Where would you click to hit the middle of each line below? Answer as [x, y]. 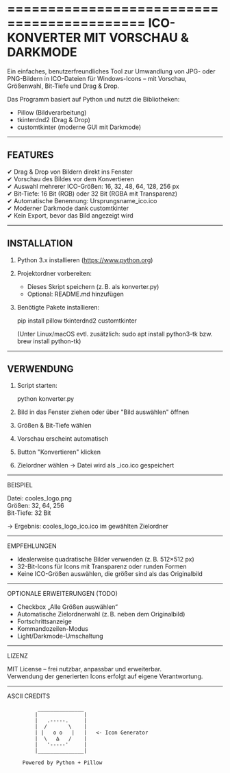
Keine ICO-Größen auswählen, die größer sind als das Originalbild [110, 574]
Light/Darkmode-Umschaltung [60, 636]
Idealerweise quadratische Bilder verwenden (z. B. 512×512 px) [106, 559]
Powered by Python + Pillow [62, 763]
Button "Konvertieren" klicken [59, 452]
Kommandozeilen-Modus [53, 629]
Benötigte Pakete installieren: [58, 307]
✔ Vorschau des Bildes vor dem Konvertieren [71, 178]
